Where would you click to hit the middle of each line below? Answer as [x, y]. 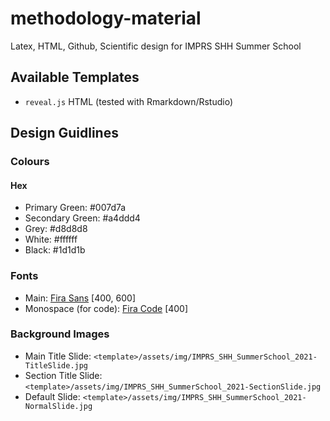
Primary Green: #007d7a [75, 208]
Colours [30, 162]
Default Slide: [52, 396]
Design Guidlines [64, 133]
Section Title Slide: [63, 375]
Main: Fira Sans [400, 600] [80, 298]
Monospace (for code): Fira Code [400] [106, 308]
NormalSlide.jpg [58, 406]
